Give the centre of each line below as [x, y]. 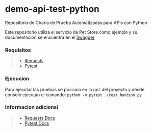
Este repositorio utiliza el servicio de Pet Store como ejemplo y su [71, 32]
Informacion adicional [32, 107]
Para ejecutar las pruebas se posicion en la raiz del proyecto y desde [75, 89]
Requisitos [18, 50]
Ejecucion [17, 79]
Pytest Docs [37, 123]
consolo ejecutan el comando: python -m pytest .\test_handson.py [74, 95]
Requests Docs [40, 118]
